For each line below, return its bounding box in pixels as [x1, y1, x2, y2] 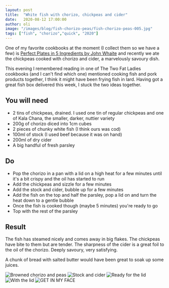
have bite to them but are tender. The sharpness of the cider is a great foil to [5, 241, 164, 247]
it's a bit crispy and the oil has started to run [12, 175, 105, 182]
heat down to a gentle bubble [12, 197, 74, 203]
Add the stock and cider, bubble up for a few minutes [12, 186, 124, 193]
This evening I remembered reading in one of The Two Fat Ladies [5, 65, 141, 71]
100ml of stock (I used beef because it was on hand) [12, 131, 122, 137]
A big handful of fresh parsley [12, 142, 75, 148]
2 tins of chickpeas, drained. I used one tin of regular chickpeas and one [12, 110, 164, 116]
